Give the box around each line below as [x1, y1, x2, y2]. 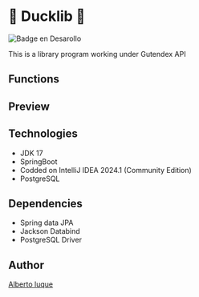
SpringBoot [19, 156, 58, 167]
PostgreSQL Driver [19, 235, 83, 245]
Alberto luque [8, 279, 54, 289]
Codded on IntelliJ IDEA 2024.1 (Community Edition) [19, 165, 193, 175]
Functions [8, 72, 60, 86]
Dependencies [8, 196, 83, 211]
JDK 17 [19, 148, 43, 158]
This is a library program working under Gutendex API [8, 49, 186, 58]
